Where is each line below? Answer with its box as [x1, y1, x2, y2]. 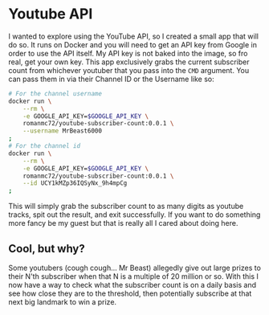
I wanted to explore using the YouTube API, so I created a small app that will [8, 31, 259, 41]
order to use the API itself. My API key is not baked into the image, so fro [8, 48, 248, 58]
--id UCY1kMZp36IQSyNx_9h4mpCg [22, 179, 128, 187]
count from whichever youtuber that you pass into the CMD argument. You [8, 65, 250, 75]
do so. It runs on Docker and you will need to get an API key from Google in [8, 39, 257, 49]
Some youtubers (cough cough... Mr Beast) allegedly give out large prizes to [8, 263, 261, 272]
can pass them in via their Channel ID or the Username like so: [8, 74, 214, 84]
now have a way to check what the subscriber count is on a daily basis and [8, 280, 257, 289]
